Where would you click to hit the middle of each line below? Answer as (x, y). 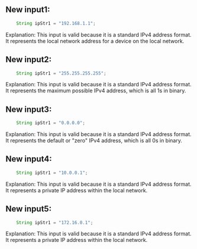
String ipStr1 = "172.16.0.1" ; (55, 222)
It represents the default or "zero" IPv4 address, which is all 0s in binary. (94, 141)
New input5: (28, 209)
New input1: (28, 10)
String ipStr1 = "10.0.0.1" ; (52, 173)
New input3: (29, 109)
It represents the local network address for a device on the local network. (95, 41)
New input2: (29, 59)
